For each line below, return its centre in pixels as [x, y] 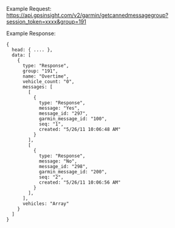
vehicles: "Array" [46, 204]
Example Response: [31, 33]
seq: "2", [51, 177]
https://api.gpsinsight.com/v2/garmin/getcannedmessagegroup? [87, 15]
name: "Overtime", [46, 76]
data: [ [22, 55]
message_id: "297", [63, 113]
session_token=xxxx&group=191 [46, 22]
